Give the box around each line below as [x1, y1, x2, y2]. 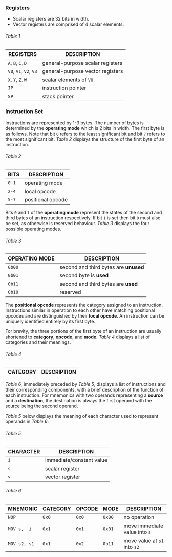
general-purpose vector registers [42, 67, 123, 75]
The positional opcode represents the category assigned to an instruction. [5, 302, 163, 308]
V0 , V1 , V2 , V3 [8, 67, 37, 75]
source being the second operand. [5, 403, 78, 410]
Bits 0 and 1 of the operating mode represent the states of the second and [5, 210, 162, 215]
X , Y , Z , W [8, 76, 27, 83]
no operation [123, 513, 155, 521]
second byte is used [59, 272, 109, 279]
